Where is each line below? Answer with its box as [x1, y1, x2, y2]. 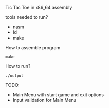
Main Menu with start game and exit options [12, 92, 104, 98]
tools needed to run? [5, 14, 48, 20]
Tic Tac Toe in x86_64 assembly [5, 5, 72, 10]
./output [5, 73, 24, 78]
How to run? [5, 63, 31, 69]
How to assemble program [5, 45, 61, 50]
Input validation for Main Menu [12, 97, 77, 103]
